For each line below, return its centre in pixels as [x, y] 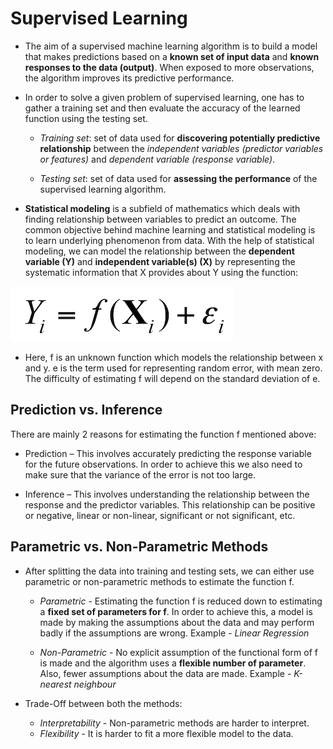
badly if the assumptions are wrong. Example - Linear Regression [174, 633]
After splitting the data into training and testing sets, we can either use [169, 571]
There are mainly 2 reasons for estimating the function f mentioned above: [163, 434]
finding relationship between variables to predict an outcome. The [160, 219]
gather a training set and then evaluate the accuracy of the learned [162, 108]
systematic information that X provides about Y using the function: [161, 272]
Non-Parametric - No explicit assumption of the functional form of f [178, 652]
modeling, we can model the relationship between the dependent [159, 251]
